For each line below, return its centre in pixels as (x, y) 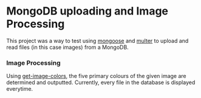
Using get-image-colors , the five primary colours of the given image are (96, 76)
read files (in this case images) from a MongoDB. (67, 47)
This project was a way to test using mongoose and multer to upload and (97, 41)
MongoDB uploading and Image (87, 11)
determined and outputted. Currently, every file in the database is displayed (101, 82)
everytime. (20, 89)
